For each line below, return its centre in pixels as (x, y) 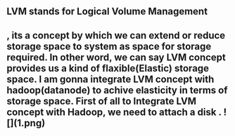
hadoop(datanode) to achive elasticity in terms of (117, 90)
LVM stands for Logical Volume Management (107, 12)
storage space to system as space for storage (109, 46)
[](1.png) (26, 123)
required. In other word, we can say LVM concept (116, 57)
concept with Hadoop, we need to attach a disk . (114, 112)
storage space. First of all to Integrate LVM (102, 101)
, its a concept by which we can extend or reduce (116, 35)
